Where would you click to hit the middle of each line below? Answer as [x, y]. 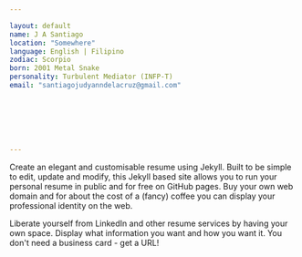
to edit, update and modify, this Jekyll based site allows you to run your [143, 176]
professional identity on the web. [71, 205]
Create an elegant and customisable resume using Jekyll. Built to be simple [151, 167]
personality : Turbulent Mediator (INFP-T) [91, 77]
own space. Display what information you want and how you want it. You [146, 232]
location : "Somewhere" [52, 43]
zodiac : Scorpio [40, 60]
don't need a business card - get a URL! [84, 242]
